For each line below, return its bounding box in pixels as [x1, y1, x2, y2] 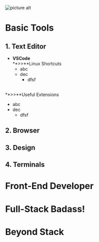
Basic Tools [5, 22, 54, 33]
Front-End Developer [5, 180, 94, 192]
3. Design [5, 143, 35, 152]
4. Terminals [5, 160, 45, 169]
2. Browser [5, 126, 40, 135]
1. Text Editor [5, 42, 46, 50]
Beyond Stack [5, 226, 64, 237]
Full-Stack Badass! [5, 203, 85, 214]
